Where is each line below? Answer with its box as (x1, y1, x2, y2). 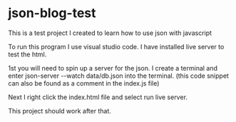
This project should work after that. (8, 106, 111, 115)
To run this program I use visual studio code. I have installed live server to (8, 42, 225, 51)
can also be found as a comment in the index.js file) (8, 78, 160, 87)
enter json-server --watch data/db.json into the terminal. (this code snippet (8, 71, 229, 80)
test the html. (8, 50, 47, 59)
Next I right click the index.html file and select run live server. (8, 93, 188, 101)
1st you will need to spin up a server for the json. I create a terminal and (8, 63, 218, 72)
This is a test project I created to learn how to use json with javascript (8, 29, 212, 37)
